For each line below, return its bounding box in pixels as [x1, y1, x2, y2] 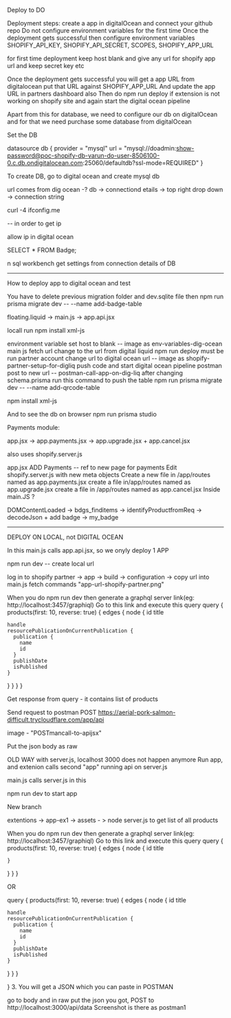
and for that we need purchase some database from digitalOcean [7, 118, 192, 126]
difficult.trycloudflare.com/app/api [7, 716, 104, 724]
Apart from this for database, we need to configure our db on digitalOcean [7, 110, 218, 118]
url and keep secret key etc [7, 62, 85, 69]
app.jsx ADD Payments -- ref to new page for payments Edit [7, 463, 177, 472]
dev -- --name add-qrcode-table [7, 384, 100, 391]
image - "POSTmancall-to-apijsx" [7, 729, 102, 737]
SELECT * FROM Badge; [7, 246, 77, 254]
